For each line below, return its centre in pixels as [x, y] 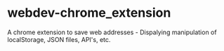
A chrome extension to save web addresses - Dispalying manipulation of [112, 32]
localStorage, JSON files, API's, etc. [59, 39]
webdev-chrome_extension [89, 13]
